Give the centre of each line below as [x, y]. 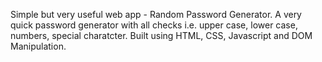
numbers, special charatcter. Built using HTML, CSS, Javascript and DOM [161, 35]
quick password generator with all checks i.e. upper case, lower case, [154, 25]
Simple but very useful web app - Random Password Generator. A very [156, 14]
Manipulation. [38, 46]
